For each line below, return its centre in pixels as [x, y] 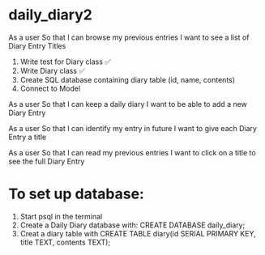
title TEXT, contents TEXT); [65, 242]
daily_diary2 [51, 15]
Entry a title [28, 137]
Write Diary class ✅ [52, 70]
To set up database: [76, 194]
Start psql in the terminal [61, 216]
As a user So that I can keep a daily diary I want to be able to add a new [128, 104]
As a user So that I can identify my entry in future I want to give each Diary [133, 128]
